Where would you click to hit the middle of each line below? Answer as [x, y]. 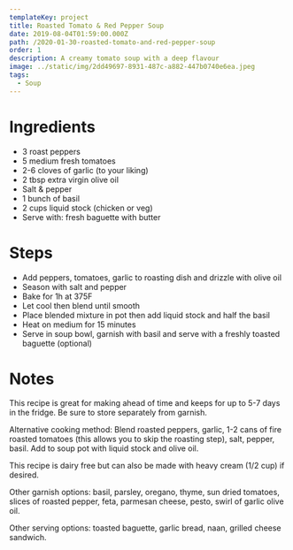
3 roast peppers [51, 151]
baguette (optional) [57, 343]
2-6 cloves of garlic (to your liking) [85, 170]
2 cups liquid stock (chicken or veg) [87, 208]
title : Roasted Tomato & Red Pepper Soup [87, 26]
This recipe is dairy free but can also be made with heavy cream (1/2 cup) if [147, 466]
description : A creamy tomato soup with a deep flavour [114, 58]
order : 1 [25, 50]
